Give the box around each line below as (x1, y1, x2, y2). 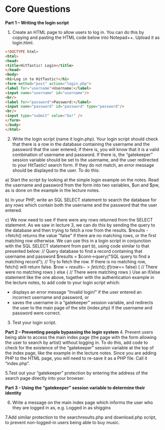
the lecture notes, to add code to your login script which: (5, 279, 120, 285)
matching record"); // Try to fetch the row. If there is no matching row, (5, 258, 146, 264)
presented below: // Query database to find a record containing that (5, 248, 143, 254)
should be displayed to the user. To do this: (12, 167, 100, 173)
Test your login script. (12, 319, 57, 325)
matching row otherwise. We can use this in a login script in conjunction (5, 238, 151, 244)
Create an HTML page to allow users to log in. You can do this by (12, 29, 144, 35)
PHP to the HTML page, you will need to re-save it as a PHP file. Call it (5, 355, 148, 361)
